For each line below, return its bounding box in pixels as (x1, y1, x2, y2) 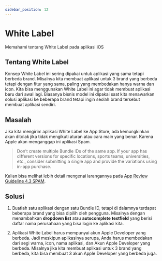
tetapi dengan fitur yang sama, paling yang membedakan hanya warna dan (5, 81, 154, 87)
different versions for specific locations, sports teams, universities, (16, 154, 150, 159)
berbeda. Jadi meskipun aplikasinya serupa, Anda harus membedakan (12, 235, 152, 241)
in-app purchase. (16, 164, 52, 169)
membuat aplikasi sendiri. (5, 102, 57, 107)
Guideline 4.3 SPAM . (5, 178, 46, 184)
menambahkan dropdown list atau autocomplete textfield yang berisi (12, 215, 152, 221)
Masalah (5, 116, 31, 124)
